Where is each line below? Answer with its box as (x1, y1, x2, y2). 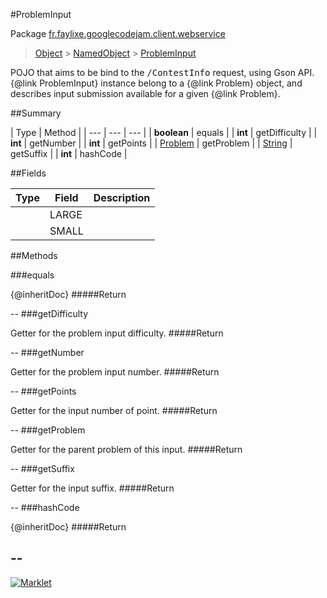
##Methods (10, 250, 58, 261)
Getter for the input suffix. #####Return (10, 482, 175, 494)
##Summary (10, 107, 62, 119)
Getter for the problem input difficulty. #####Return (10, 327, 224, 339)
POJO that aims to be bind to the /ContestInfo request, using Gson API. (10, 67, 315, 78)
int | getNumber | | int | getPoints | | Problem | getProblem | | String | (10, 137, 293, 149)
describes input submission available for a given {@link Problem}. (10, 88, 281, 99)
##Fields (10, 167, 47, 179)
